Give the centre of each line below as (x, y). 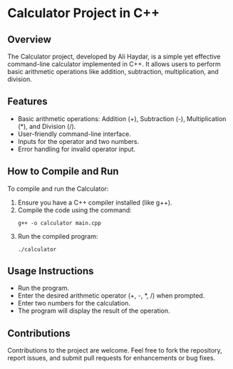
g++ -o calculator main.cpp (59, 223)
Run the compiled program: (58, 236)
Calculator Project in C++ (84, 13)
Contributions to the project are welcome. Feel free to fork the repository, (115, 350)
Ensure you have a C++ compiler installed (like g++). (95, 202)
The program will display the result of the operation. (94, 311)
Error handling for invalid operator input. (77, 149)
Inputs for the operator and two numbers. (78, 141)
